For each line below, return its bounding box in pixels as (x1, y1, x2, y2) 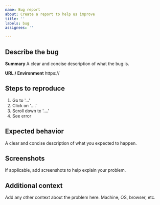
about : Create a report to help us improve (5, 12, 95, 17)
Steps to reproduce (5, 84, 65, 93)
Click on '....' (12, 102, 37, 108)
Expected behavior (5, 127, 64, 136)
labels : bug (5, 21, 29, 26)
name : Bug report (5, 7, 41, 12)
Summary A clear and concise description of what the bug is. (5, 61, 130, 67)
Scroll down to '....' (12, 108, 50, 114)
